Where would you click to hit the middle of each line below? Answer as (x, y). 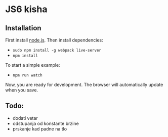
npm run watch (27, 75)
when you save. (22, 90)
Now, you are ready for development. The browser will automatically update (84, 85)
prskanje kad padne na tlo (40, 129)
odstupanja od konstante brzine (46, 123)
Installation (23, 28)
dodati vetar (25, 118)
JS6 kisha (26, 9)
